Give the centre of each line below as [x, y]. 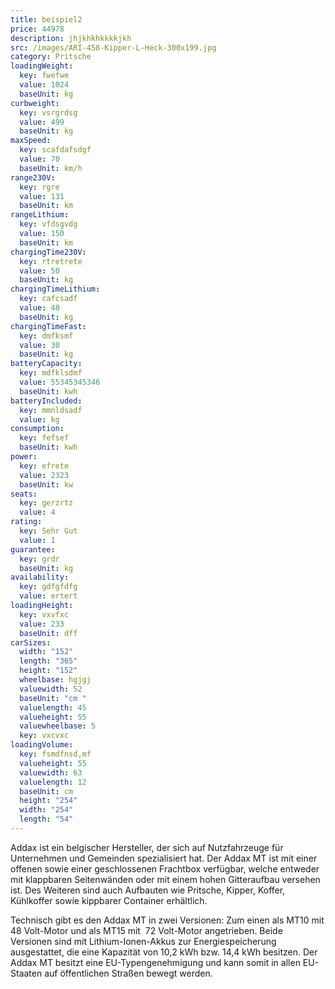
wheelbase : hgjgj [55, 680]
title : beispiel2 [46, 19]
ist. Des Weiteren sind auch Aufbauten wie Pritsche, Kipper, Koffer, [148, 890]
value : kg [39, 419]
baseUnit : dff [48, 633]
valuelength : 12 [53, 782]
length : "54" [46, 819]
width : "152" [46, 652]
